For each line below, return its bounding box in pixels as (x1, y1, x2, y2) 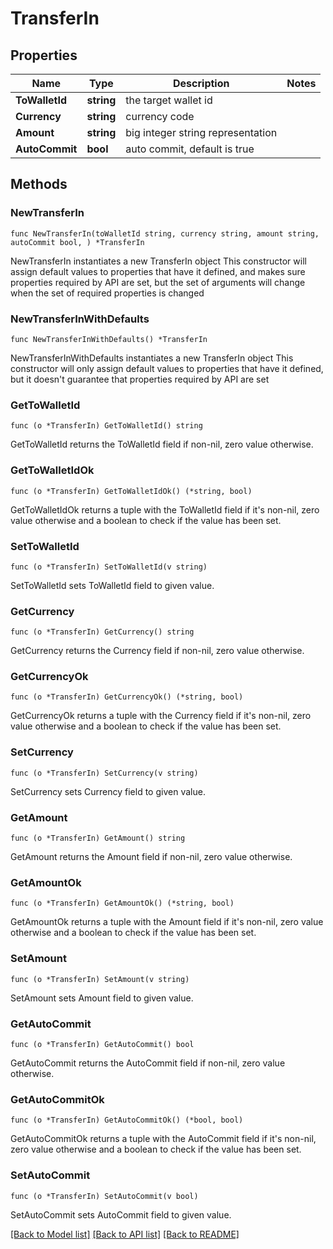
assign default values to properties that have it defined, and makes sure (10, 265, 306, 277)
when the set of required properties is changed (10, 287, 205, 299)
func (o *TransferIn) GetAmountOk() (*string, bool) (10, 898, 235, 909)
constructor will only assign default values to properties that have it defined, (10, 362, 324, 374)
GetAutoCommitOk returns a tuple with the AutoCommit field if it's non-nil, (10, 1133, 317, 1145)
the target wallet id (125, 93, 213, 107)
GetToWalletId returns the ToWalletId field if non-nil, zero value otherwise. (10, 438, 314, 451)
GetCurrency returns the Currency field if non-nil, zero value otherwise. (10, 645, 305, 657)
